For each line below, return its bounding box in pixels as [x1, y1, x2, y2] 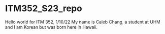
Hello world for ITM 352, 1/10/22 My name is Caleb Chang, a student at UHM [5, 19, 161, 25]
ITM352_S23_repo [5, 3, 82, 14]
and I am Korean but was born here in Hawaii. [5, 24, 98, 30]
